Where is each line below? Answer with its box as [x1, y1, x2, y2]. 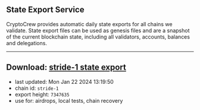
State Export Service [6, 5, 85, 15]
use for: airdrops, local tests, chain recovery [14, 97, 123, 104]
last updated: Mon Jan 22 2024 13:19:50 [14, 78, 114, 85]
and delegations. [6, 39, 48, 46]
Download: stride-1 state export [6, 62, 127, 73]
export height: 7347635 [14, 90, 70, 98]
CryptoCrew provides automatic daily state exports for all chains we [6, 20, 173, 27]
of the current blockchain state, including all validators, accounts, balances [6, 33, 190, 40]
